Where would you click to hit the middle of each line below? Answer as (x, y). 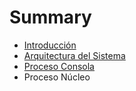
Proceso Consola (59, 66)
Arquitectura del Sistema (74, 55)
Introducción (50, 45)
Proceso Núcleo (57, 77)
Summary (50, 17)
